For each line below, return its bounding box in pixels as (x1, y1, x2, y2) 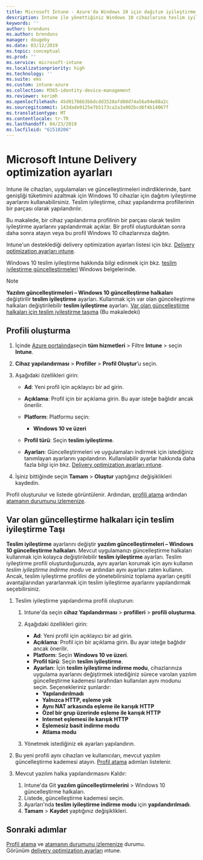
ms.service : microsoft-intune (6, 59, 83, 65)
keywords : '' (6, 20, 39, 26)
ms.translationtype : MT (6, 110, 66, 116)
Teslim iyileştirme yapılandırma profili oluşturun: (14, 597, 134, 604)
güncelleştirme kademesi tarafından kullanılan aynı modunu (33, 677, 181, 684)
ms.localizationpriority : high (6, 65, 85, 71)
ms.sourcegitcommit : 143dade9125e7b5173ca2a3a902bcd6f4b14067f (6, 104, 169, 111)
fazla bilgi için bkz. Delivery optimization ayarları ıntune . (24, 461, 163, 468)
